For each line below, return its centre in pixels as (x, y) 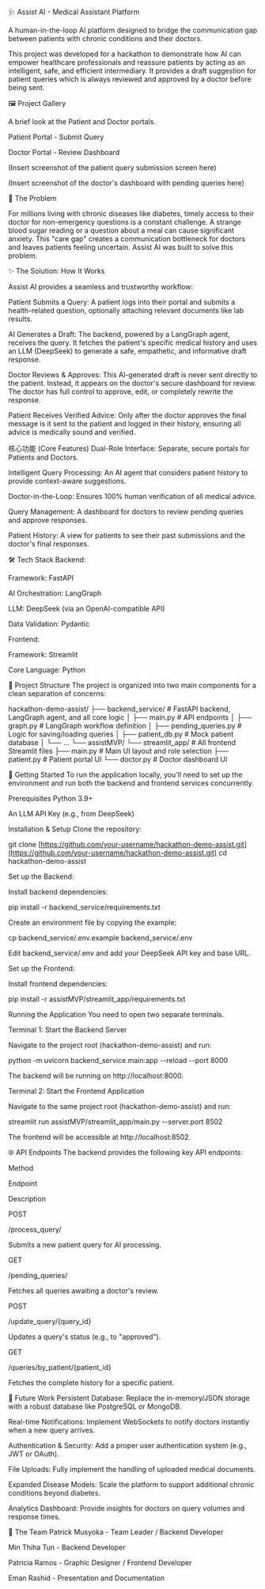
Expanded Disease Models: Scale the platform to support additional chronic (131, 1485)
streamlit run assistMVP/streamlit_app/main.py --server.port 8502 (115, 1122)
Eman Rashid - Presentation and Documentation (86, 1578)
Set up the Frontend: (42, 969)
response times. (34, 1517)
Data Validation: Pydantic (49, 624)
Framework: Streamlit (43, 655)
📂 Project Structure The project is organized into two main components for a (132, 685)
